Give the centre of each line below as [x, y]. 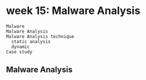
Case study [19, 52]
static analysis [31, 41]
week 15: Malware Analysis [73, 11]
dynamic [21, 47]
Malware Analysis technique [40, 36]
